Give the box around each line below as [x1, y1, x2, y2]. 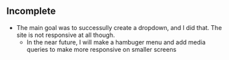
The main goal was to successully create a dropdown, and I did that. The [16, 23, 222, 31]
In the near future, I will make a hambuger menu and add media [26, 37, 206, 46]
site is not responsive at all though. [16, 31, 115, 39]
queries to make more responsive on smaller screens [26, 45, 177, 53]
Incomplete [6, 5, 56, 17]
